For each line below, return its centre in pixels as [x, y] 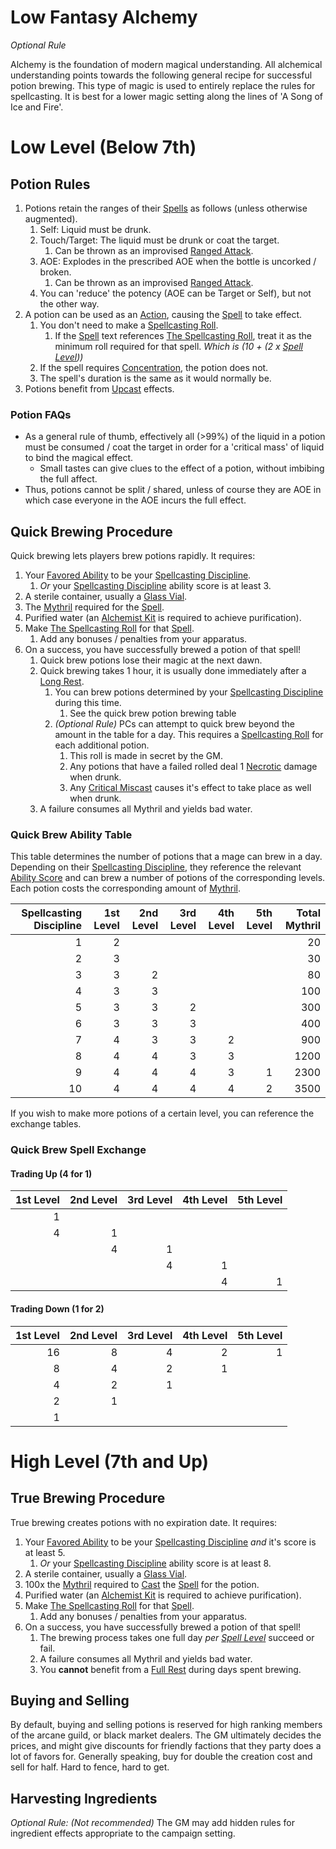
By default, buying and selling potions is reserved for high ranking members [166, 1725]
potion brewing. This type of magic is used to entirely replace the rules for [163, 85]
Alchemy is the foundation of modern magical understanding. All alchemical [166, 64]
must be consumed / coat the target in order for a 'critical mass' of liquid [174, 447]
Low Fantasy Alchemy [104, 17]
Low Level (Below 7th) [103, 147]
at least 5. [45, 1552]
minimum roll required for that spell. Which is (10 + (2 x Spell [178, 346]
